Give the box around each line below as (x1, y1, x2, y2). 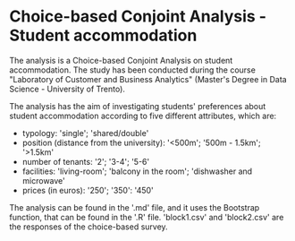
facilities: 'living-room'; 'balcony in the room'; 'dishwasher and (21, 166, 253, 176)
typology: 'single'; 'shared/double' (21, 127, 149, 138)
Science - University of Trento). (9, 83, 125, 94)
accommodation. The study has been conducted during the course (9, 65, 257, 75)
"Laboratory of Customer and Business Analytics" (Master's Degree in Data (9, 73, 288, 84)
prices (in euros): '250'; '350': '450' (21, 185, 154, 195)
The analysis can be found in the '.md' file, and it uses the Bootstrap (9, 202, 260, 212)
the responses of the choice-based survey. (9, 221, 168, 232)
